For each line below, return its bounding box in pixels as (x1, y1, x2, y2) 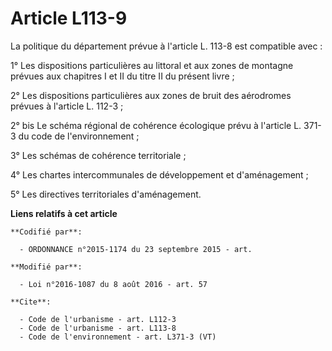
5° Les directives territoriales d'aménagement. (10, 188, 202, 200)
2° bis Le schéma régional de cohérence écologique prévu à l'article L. (10, 119, 302, 131)
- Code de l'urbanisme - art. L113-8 (19, 323, 177, 333)
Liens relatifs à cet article (10, 207, 118, 219)
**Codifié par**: (10, 227, 83, 237)
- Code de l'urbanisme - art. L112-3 (19, 314, 177, 324)
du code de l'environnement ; (18, 130, 140, 142)
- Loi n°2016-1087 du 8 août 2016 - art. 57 (19, 279, 208, 289)
